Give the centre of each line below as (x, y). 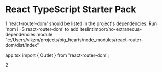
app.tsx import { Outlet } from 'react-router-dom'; (57, 55)
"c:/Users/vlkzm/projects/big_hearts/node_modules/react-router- (74, 40)
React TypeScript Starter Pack (71, 9)
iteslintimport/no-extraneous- (111, 29)
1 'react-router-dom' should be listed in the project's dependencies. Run (81, 23)
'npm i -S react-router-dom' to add (42, 29)
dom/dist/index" (22, 45)
